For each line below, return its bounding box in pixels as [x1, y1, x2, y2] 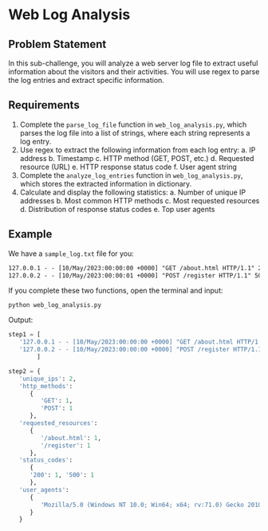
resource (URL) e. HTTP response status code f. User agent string [19, 162, 238, 171]
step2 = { [8, 367, 41, 376]
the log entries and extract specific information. [8, 76, 165, 85]
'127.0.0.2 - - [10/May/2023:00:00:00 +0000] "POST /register [18, 345, 230, 354]
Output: [8, 315, 33, 324]
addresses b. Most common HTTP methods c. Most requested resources [19, 195, 260, 205]
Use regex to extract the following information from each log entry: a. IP [19, 145, 256, 155]
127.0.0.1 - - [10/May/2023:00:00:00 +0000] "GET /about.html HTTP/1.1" [8, 264, 255, 272]
